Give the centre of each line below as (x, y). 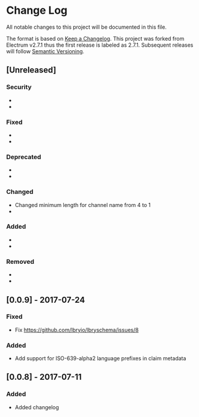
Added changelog (37, 407)
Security (19, 87)
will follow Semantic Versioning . (45, 51)
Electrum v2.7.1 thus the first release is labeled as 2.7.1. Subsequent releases (100, 45)
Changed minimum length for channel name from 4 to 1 (83, 205)
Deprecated (24, 157)
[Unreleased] (31, 70)
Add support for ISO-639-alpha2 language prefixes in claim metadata (100, 358)
